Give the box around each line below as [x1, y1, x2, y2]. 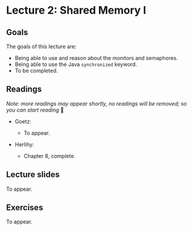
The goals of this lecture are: [6, 43, 77, 50]
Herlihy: [14, 141, 34, 148]
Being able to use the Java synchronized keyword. [14, 61, 138, 68]
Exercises [6, 202, 43, 213]
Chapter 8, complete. [23, 152, 76, 159]
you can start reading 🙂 [6, 106, 64, 113]
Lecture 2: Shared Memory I [6, 4, 147, 17]
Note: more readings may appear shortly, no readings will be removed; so [6, 100, 187, 107]
